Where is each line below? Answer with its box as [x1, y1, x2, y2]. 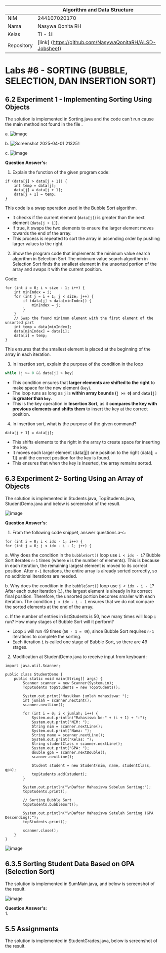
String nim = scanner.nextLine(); [31, 724, 103, 729]
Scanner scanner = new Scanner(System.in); [23, 680, 114, 685]
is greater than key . [12, 395, 52, 401]
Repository [7, 42, 33, 49]
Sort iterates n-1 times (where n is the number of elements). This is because [5, 557, 160, 563]
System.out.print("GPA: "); [31, 745, 90, 750]
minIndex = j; [31, 303, 61, 308]
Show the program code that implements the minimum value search [12, 250, 151, 256]
